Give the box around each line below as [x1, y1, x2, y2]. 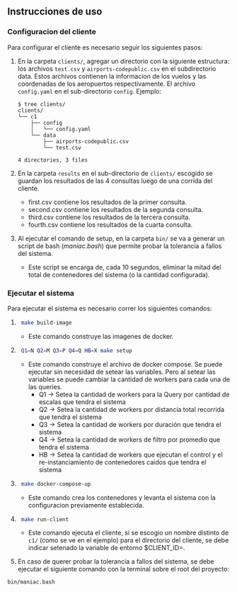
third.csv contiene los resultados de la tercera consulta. [28, 213, 191, 221]
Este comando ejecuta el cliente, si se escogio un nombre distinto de [28, 528, 229, 537]
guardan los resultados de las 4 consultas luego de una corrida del [17, 177, 213, 185]
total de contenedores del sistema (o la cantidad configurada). [28, 270, 210, 279]
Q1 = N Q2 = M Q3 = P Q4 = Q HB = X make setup [21, 347, 132, 354]
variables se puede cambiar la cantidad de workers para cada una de [28, 375, 231, 384]
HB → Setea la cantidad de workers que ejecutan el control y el [38, 450, 223, 459]
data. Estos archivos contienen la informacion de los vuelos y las [17, 72, 207, 80]
